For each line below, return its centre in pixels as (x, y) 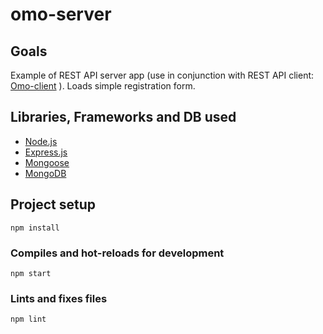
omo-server (61, 14)
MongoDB (45, 173)
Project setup (53, 204)
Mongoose (47, 162)
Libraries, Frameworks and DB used (123, 117)
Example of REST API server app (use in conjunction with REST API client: (162, 75)
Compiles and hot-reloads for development (117, 253)
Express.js (46, 152)
